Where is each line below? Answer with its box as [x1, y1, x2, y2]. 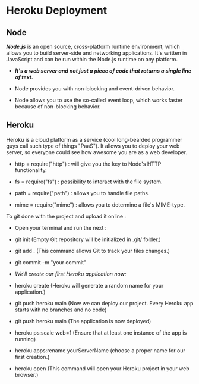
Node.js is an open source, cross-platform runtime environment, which [6, 43, 180, 50]
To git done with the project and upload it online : [6, 213, 127, 220]
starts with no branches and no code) [14, 306, 107, 313]
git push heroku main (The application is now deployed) [14, 317, 151, 324]
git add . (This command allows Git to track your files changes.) [14, 247, 170, 254]
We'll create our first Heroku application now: [14, 270, 127, 277]
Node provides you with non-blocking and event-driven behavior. [14, 85, 175, 92]
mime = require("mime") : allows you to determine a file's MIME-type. [14, 201, 185, 208]
